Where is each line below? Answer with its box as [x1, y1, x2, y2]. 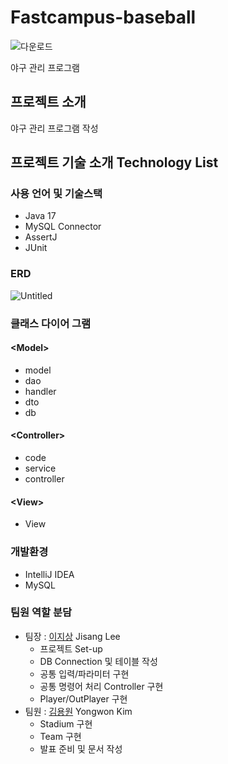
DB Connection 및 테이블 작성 [39, 655, 158, 667]
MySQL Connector [24, 221, 102, 233]
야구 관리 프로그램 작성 [10, 122, 99, 134]
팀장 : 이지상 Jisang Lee [24, 630, 121, 642]
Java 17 [24, 210, 57, 222]
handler [24, 385, 57, 397]
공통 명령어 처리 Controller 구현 [39, 680, 164, 692]
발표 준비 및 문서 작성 [39, 742, 123, 755]
